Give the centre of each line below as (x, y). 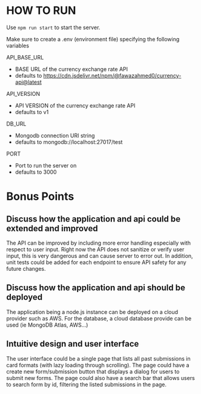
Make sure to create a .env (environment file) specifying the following (93, 39)
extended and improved (52, 228)
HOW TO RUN (41, 11)
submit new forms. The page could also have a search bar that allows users (100, 378)
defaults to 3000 (36, 172)
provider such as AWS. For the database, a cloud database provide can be (99, 318)
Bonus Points (40, 196)
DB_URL (16, 124)
